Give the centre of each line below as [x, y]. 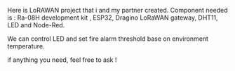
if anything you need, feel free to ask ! [62, 60]
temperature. [26, 46]
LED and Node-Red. [36, 25]
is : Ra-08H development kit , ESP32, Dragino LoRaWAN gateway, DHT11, [113, 18]
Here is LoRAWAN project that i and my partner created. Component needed [117, 10]
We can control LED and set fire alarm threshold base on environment [108, 39]
